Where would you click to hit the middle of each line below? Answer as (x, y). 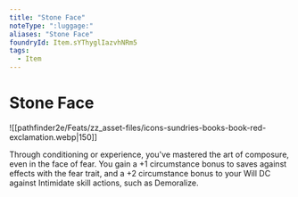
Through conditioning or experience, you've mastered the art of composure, (149, 154)
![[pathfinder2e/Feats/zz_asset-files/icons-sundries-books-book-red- (138, 127)
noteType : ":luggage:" (51, 26)
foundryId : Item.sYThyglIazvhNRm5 (74, 42)
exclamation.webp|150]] (54, 137)
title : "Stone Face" (48, 17)
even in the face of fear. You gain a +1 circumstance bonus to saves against (148, 164)
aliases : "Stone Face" (51, 34)
